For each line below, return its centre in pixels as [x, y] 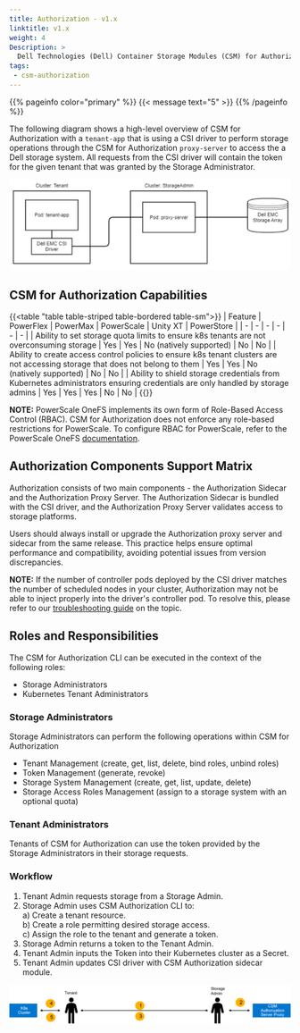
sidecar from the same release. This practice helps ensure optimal [131, 543]
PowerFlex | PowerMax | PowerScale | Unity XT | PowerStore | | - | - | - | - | [147, 326]
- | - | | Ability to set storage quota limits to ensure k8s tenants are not [137, 336]
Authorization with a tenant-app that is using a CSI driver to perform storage [149, 138]
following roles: [37, 667]
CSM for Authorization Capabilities [108, 295]
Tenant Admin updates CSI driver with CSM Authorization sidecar [142, 962]
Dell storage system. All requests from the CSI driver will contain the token [146, 157]
